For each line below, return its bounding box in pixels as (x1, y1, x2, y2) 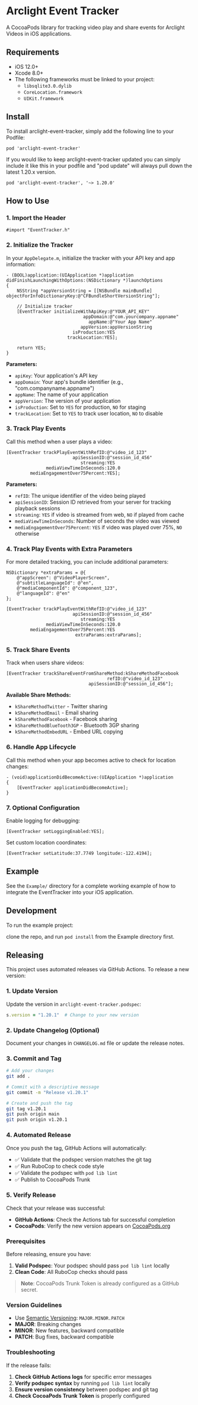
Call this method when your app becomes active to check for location (6, 756, 176, 764)
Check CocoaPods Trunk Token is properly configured (14, 1392, 150, 1399)
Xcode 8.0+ (14, 69, 44, 77)
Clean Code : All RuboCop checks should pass (14, 1269, 128, 1276)
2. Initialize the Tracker (6, 241, 74, 249)
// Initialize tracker (17, 303, 73, 309)
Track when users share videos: (6, 659, 85, 666)
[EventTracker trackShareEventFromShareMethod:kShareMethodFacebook (6, 670, 179, 677)
